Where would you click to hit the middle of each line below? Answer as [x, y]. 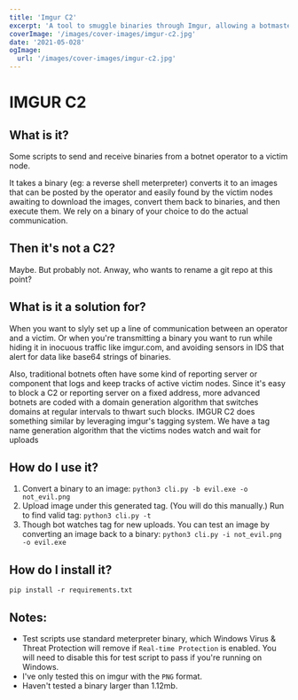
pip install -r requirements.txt [71, 590]
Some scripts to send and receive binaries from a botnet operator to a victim [149, 156]
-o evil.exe [44, 543]
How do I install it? [61, 569]
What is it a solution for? [78, 307]
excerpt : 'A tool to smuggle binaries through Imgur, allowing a [132, 26]
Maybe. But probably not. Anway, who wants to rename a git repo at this [141, 269]
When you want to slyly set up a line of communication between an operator [149, 328]
